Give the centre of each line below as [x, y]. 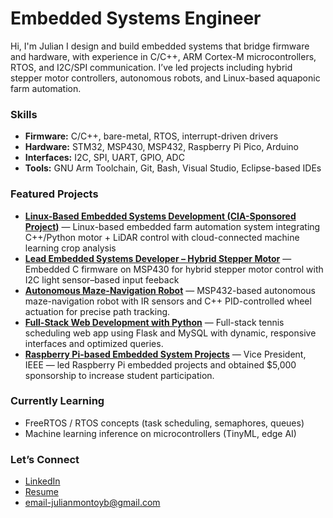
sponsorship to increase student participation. [119, 375]
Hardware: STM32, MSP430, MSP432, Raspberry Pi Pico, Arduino [161, 147]
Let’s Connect [45, 459]
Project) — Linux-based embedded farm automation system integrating [172, 226]
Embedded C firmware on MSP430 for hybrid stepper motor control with [174, 269]
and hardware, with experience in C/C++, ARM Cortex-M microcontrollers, [163, 56]
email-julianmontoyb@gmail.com [92, 503]
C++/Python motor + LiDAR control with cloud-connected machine [162, 237]
